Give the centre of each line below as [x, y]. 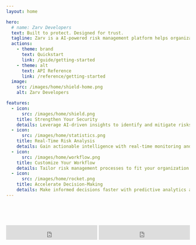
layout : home [22, 11]
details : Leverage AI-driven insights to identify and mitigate [96, 125]
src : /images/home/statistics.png [64, 136]
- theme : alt [32, 65]
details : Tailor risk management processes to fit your [86, 168]
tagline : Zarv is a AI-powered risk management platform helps [90, 38]
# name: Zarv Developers [41, 27]
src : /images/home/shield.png [58, 114]
